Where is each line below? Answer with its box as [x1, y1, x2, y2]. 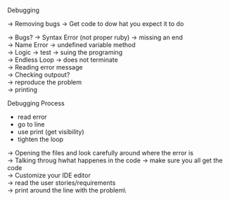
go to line [17, 120, 45, 129]
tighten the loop [17, 135, 64, 143]
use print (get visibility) [17, 128, 84, 136]
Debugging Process [7, 99, 65, 108]
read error [17, 112, 47, 121]
